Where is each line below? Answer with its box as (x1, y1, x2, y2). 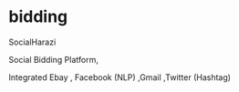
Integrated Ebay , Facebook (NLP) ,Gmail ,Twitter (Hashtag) (8, 71, 232, 83)
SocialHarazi (8, 36, 57, 47)
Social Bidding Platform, (8, 54, 99, 65)
